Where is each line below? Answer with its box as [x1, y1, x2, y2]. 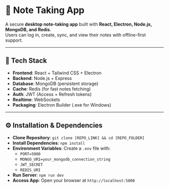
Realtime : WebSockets [12, 97, 60, 103]
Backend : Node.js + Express [12, 75, 72, 81]
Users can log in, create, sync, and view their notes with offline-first [5, 32, 146, 38]
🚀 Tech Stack [5, 56, 47, 65]
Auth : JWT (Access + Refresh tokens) [12, 91, 92, 97]
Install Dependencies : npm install [12, 140, 86, 146]
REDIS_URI [20, 167, 41, 172]
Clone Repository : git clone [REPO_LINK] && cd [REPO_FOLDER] [12, 134, 145, 140]
